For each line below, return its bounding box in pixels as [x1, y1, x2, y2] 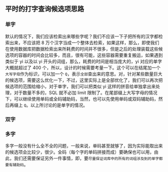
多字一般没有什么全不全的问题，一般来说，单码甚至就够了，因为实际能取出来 [5, 142, 163, 148]
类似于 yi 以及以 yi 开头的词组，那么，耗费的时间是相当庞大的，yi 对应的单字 [5, 58, 162, 64]
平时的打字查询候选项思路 [5, 4, 84, 13]
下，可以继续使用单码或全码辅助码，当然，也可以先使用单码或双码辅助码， [5, 95, 158, 101]
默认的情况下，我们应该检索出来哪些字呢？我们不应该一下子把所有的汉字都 [5, 33, 158, 39]
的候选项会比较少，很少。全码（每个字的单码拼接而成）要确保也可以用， [5, 149, 154, 155]
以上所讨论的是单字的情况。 [30, 102, 88, 108]
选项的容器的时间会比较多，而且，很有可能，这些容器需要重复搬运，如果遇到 [5, 52, 163, 58]
